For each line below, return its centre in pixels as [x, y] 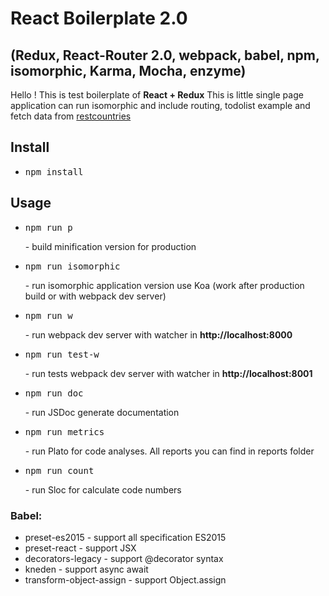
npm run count [59, 470]
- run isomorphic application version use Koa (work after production [164, 285]
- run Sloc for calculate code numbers [103, 489]
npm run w [48, 315]
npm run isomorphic [72, 266]
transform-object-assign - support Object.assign [125, 579]
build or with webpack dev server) [95, 296]
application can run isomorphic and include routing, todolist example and [160, 105]
